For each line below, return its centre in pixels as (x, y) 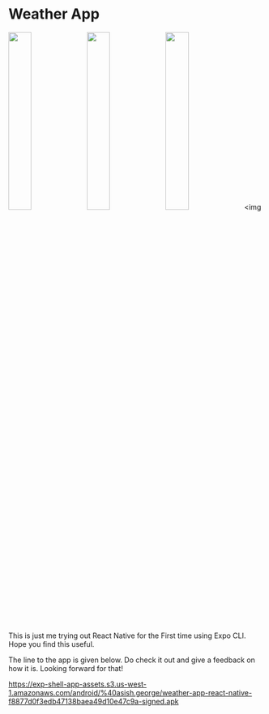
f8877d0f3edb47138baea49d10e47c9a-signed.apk (94, 701)
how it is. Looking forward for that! (66, 668)
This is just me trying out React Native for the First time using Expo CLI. (127, 635)
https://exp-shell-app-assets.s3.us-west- (78, 684)
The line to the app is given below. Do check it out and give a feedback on (132, 660)
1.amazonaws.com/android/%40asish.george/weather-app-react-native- (130, 692)
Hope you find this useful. (51, 644)
